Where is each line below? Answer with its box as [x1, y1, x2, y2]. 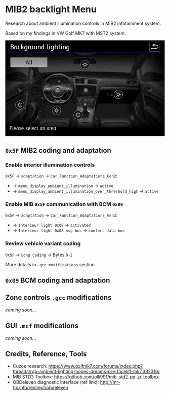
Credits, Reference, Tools [5, 350, 87, 358]
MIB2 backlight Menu [5, 4, 97, 15]
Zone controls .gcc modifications [5, 293, 112, 302]
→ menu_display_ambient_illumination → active [12, 183, 114, 189]
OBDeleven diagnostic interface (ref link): [12, 379, 99, 385]
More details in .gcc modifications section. [5, 261, 96, 267]
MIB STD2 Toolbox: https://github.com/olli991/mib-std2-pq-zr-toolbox [12, 374, 159, 380]
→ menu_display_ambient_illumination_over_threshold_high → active [12, 188, 159, 194]
